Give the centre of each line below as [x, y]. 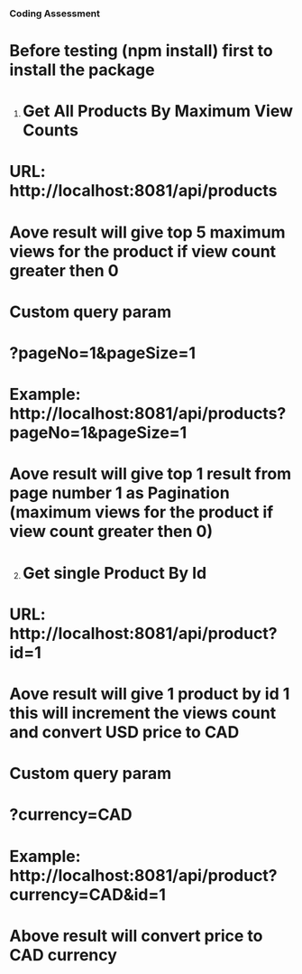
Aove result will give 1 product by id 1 [150, 694]
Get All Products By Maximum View [157, 111]
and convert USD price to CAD [124, 732]
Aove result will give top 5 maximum [147, 232]
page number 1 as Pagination [119, 493]
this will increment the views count [143, 713]
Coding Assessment [55, 14]
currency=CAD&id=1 [88, 894]
